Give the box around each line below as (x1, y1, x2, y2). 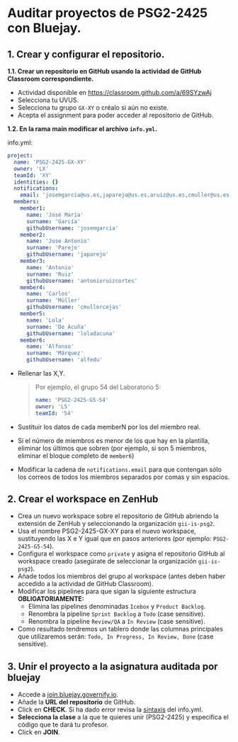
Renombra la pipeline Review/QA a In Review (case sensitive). (28, 617, 205, 626)
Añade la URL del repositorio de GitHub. (17, 698, 136, 707)
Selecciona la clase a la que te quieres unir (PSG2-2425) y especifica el (17, 713, 229, 721)
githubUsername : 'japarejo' (25, 251, 110, 258)
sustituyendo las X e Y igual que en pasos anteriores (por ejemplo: (17, 534, 212, 543)
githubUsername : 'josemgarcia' (25, 225, 119, 232)
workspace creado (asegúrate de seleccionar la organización (17, 557, 197, 566)
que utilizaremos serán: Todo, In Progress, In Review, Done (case (17, 632, 214, 641)
